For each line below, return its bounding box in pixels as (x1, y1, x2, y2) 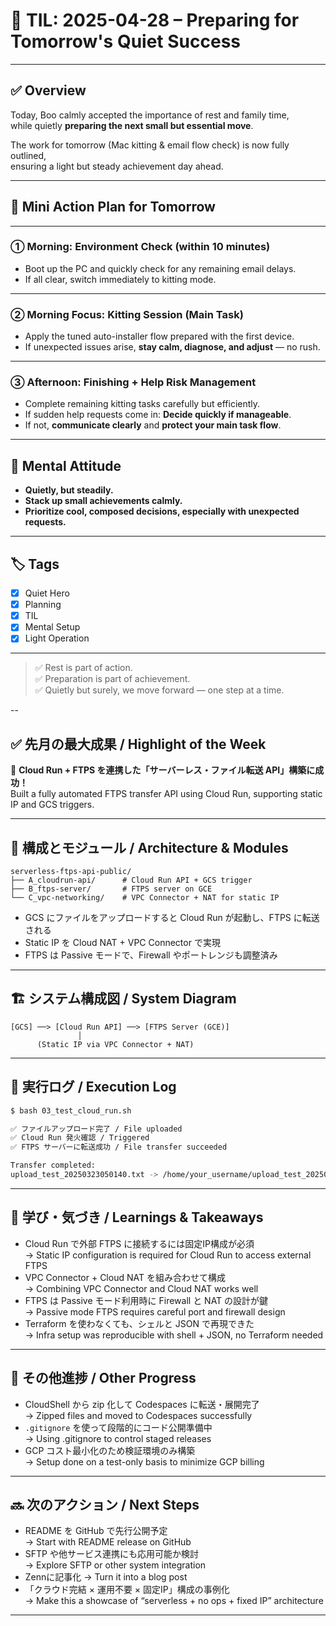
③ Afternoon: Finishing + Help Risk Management (10, 375, 257, 389)
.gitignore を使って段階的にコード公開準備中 (24, 1421, 213, 1433)
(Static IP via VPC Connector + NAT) (36, 1039, 195, 1049)
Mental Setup (24, 621, 81, 633)
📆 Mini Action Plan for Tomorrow (10, 199, 216, 216)
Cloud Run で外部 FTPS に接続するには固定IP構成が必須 (24, 1237, 255, 1249)
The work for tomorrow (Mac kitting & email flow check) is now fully (10, 139, 290, 151)
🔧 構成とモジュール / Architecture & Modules (10, 839, 289, 856)
